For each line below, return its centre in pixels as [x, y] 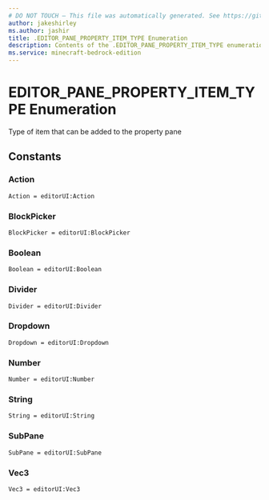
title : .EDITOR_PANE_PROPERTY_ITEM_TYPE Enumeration [98, 38]
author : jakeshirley [43, 23]
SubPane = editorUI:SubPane [55, 453]
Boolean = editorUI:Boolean [55, 270]
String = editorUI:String [51, 416]
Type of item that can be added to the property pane [95, 131]
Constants [35, 157]
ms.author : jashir [39, 30]
